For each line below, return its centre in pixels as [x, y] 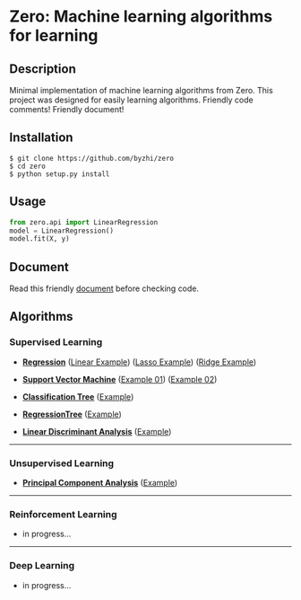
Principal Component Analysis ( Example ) [100, 483]
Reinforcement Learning [64, 514]
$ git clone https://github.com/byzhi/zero [92, 158]
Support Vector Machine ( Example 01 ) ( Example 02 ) [120, 379]
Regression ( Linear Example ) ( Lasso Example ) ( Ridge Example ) [139, 362]
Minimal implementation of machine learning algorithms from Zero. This [141, 90]
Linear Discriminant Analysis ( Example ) [97, 431]
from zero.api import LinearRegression [84, 222]
